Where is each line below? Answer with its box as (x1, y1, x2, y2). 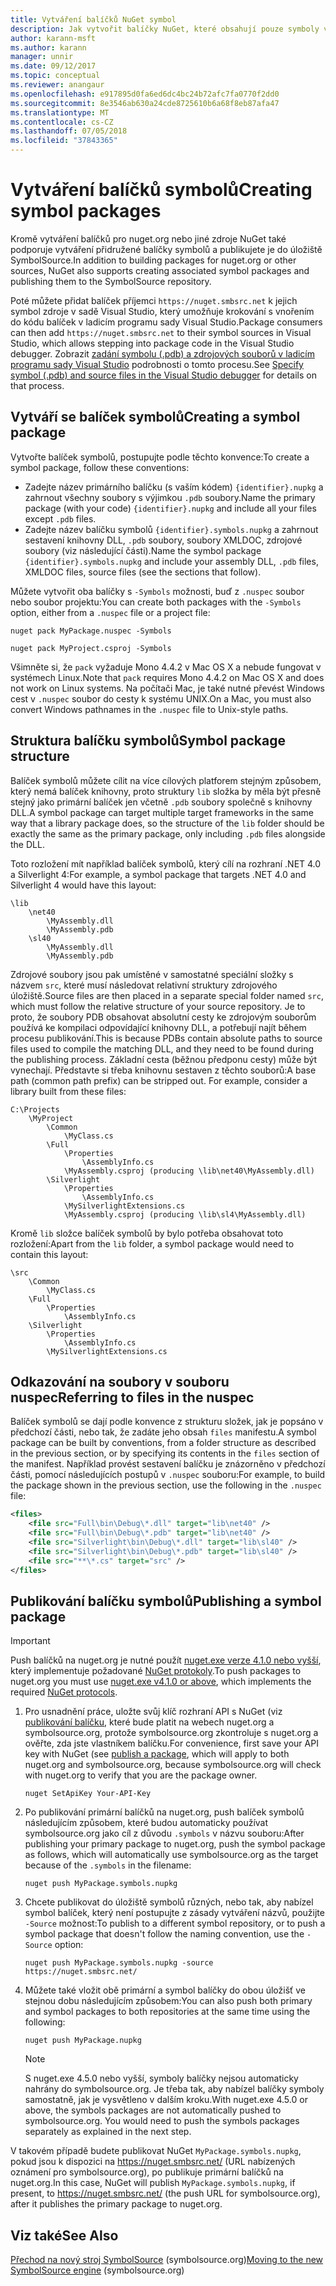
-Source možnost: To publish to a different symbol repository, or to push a (24, 1917, 326, 1930)
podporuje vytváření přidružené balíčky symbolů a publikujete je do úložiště (10, 243, 323, 255)
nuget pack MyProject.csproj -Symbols (10, 643, 172, 653)
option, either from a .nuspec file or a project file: (10, 606, 211, 618)
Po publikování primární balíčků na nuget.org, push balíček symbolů (24, 1806, 305, 1818)
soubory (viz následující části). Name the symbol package (24, 544, 262, 556)
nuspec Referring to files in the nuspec (10, 1389, 255, 1406)
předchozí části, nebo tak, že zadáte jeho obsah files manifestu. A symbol (10, 1426, 317, 1438)
